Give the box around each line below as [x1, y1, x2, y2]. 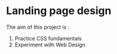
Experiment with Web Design [14, 41, 86, 48]
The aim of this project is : [6, 23, 70, 31]
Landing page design [6, 4, 112, 18]
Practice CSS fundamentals [14, 35, 82, 42]
